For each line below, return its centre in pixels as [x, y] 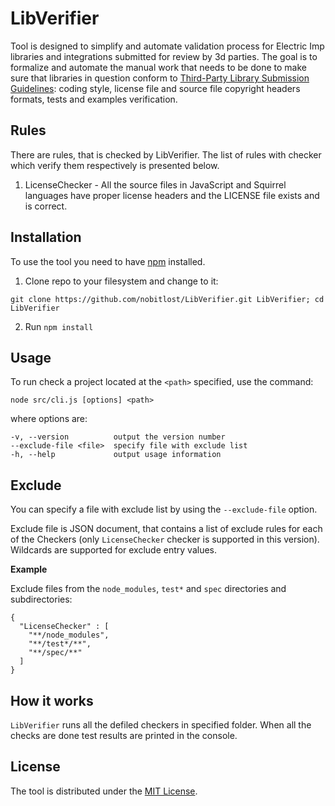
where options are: [49, 419]
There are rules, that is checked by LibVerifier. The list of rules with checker [166, 154]
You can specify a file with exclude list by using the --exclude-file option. [164, 509]
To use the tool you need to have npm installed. [108, 261]
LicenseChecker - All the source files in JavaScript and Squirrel [155, 184]
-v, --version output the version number [118, 437]
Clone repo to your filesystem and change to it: [121, 281]
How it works [52, 700]
